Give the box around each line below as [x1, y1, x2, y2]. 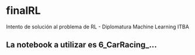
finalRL [6, 4, 41, 17]
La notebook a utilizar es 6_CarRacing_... [6, 40, 157, 50]
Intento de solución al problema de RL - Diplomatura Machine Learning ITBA [6, 23, 190, 30]
